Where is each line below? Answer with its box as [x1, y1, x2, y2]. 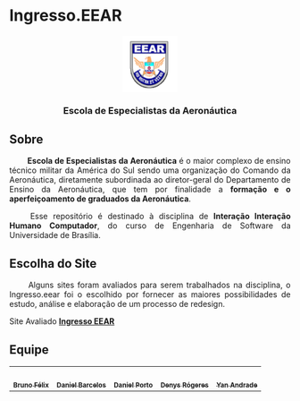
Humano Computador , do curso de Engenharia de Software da [9, 220, 291, 231]
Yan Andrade [215, 380, 258, 389]
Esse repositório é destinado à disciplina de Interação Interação [29, 211, 291, 222]
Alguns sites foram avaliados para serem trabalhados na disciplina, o [28, 279, 291, 291]
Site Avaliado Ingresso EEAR [9, 316, 115, 327]
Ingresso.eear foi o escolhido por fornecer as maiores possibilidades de [9, 289, 291, 300]
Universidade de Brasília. [9, 230, 101, 241]
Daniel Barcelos [56, 380, 107, 389]
